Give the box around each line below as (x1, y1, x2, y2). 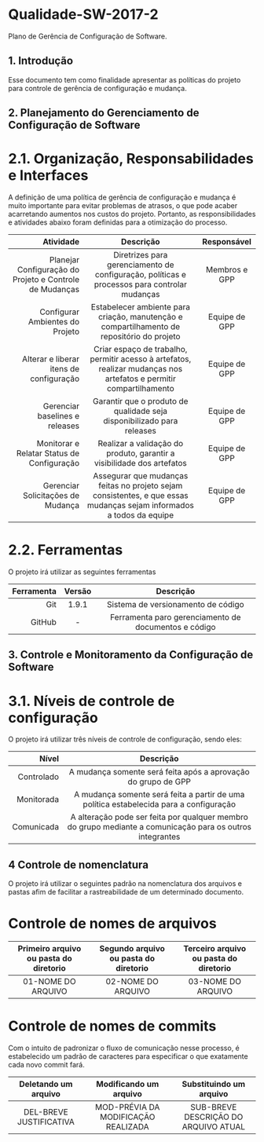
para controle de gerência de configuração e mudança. (8, 83, 187, 93)
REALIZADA (105, 1122, 149, 1133)
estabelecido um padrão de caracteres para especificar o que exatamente (8, 1052, 249, 1061)
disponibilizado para (103, 415, 178, 426)
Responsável (202, 236, 251, 247)
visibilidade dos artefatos (93, 458, 187, 469)
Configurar (38, 306, 80, 317)
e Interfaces (8, 167, 89, 185)
